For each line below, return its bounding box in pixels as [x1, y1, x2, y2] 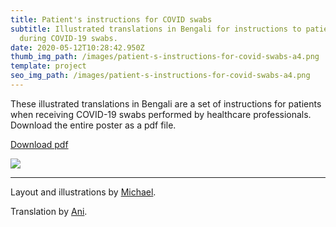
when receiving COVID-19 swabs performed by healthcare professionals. [10, 108, 312, 120]
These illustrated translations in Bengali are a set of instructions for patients [10, 97, 322, 110]
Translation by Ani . [10, 205, 88, 217]
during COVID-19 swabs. [19, 33, 118, 43]
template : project [10, 61, 87, 71]
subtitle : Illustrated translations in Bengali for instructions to [10, 24, 302, 34]
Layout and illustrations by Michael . [10, 186, 157, 198]
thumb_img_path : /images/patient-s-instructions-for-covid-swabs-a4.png [10, 52, 320, 62]
